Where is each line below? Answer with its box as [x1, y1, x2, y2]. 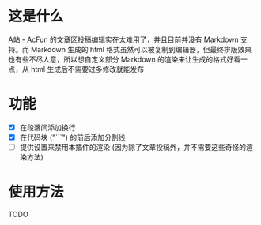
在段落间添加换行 [19, 122, 76, 132]
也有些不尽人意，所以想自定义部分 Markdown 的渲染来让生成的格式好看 [8, 54, 241, 64]
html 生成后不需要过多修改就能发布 [30, 64, 145, 73]
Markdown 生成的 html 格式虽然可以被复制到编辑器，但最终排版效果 [30, 44, 252, 54]
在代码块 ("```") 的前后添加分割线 [19, 132, 126, 142]
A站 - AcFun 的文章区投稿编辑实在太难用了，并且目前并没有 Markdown [8, 35, 239, 44]
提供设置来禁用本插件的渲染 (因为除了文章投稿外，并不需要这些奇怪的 [19, 143, 247, 152]
